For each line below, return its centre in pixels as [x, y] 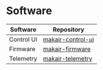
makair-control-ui [69, 39]
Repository [68, 29]
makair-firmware [67, 49]
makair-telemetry [68, 58]
